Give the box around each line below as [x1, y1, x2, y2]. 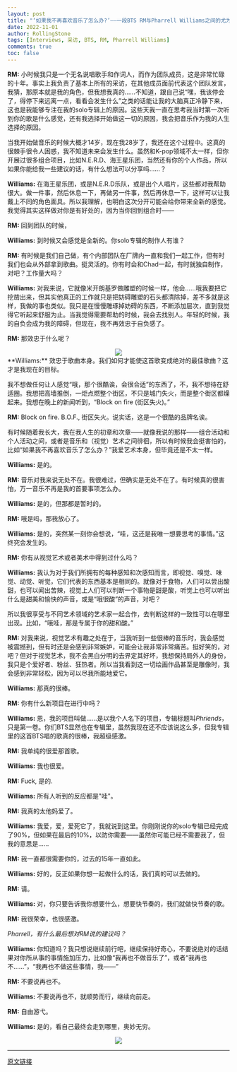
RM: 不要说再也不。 [7, 977, 65, 986]
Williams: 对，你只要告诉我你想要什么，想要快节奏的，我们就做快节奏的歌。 [7, 899, 229, 908]
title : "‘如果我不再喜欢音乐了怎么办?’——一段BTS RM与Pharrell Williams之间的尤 [7, 17, 226, 24]
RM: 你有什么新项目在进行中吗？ [7, 699, 102, 707]
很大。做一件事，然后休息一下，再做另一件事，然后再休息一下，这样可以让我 [7, 188, 230, 196]
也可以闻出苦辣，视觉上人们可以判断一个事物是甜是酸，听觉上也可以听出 [19, 586, 230, 594]
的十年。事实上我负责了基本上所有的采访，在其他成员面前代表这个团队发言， [7, 78, 230, 87]
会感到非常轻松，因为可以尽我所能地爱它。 [7, 668, 131, 677]
